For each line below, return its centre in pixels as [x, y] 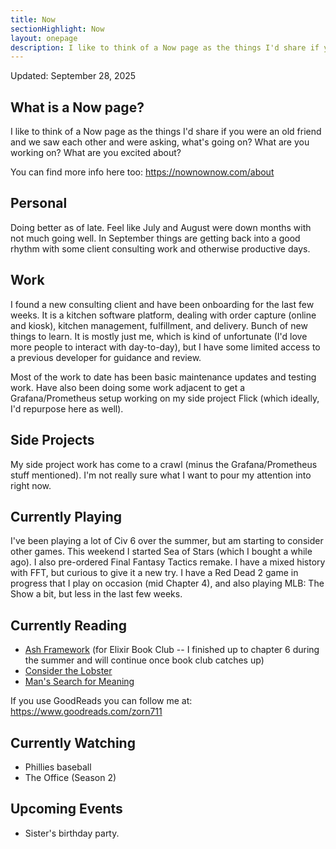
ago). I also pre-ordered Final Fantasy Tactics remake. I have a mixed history [168, 562]
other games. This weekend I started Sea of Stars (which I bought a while [161, 552]
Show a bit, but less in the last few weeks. [96, 594]
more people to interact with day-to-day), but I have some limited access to [165, 347]
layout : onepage [44, 38]
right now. [31, 485]
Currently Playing [66, 516]
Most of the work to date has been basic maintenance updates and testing [163, 377]
